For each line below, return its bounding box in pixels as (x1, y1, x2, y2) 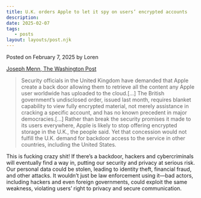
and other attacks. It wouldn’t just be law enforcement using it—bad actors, (6, 172, 194, 179)
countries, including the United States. (21, 141, 116, 148)
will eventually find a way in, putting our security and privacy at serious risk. (6, 159, 195, 166)
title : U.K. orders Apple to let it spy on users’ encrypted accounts (6, 8, 188, 15)
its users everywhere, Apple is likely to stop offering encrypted (21, 122, 177, 129)
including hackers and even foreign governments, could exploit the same (6, 179, 188, 185)
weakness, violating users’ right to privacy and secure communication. (6, 185, 182, 192)
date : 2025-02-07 (6, 20, 50, 26)
